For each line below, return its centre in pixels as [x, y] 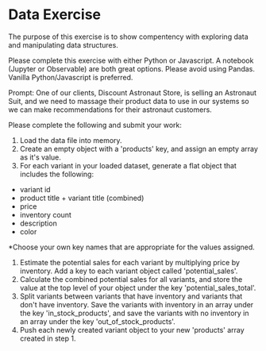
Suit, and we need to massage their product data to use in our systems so [129, 101]
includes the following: [56, 174]
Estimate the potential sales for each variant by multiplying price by [130, 262]
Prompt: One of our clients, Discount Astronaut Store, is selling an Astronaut [132, 92]
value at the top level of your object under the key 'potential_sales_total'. [138, 287]
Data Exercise [55, 15]
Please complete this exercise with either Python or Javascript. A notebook [131, 60]
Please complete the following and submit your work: [95, 125]
